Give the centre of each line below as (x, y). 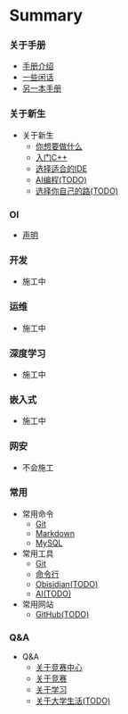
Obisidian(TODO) (67, 584)
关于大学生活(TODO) (73, 701)
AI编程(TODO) (61, 179)
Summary (46, 16)
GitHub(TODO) (62, 614)
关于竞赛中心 (59, 668)
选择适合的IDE (61, 168)
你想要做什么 (59, 146)
